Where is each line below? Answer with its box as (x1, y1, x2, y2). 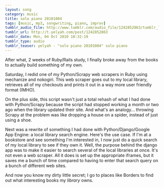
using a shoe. (5, 117, 32, 123)
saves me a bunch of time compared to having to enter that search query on (5, 157, 159, 163)
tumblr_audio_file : (5, 25, 45, 30)
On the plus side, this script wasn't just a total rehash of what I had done (5, 96, 150, 102)
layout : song (5, 7, 32, 12)
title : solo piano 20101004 (5, 16, 62, 21)
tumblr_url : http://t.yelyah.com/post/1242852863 (5, 30, 108, 35)
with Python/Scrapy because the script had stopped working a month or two (5, 101, 159, 107)
